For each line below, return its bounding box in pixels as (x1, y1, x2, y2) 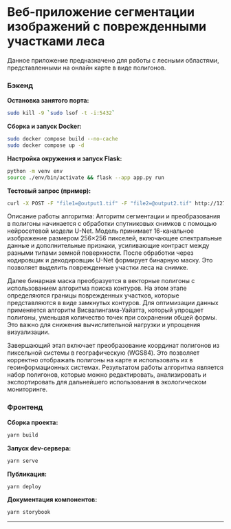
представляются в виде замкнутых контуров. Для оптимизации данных (7, 299, 219, 307)
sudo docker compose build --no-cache (7, 136, 118, 143)
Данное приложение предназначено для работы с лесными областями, (7, 56, 220, 64)
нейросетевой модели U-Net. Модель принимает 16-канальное (7, 227, 195, 235)
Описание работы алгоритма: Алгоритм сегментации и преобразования (7, 212, 221, 220)
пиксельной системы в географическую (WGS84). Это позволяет (7, 349, 200, 357)
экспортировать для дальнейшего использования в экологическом (7, 378, 207, 386)
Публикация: (7, 470, 47, 478)
